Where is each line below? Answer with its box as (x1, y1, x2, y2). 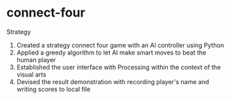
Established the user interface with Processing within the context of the (16, 63, 221, 71)
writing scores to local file (16, 85, 91, 93)
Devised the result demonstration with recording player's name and (16, 77, 209, 86)
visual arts (16, 70, 46, 79)
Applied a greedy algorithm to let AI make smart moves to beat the (16, 48, 207, 57)
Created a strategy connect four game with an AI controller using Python (16, 41, 225, 49)
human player (16, 55, 56, 63)
